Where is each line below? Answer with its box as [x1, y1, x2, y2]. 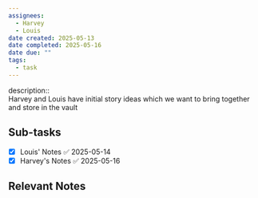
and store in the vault [8, 102, 78, 112]
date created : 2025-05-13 [8, 34, 94, 42]
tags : [8, 57, 26, 65]
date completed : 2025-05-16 [8, 42, 102, 49]
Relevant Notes [8, 180, 86, 193]
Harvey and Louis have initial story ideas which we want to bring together [8, 93, 250, 104]
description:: [8, 85, 50, 95]
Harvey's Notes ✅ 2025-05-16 [19, 156, 121, 165]
